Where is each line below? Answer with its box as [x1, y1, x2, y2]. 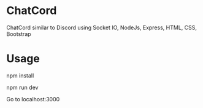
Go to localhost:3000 [6, 95, 60, 103]
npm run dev [6, 84, 39, 91]
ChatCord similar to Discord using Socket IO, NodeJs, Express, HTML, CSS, [6, 24, 197, 31]
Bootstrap [6, 30, 32, 37]
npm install [6, 71, 34, 79]
